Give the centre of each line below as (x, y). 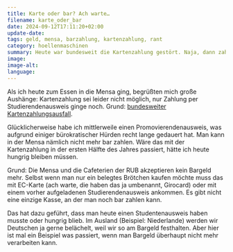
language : (21, 72)
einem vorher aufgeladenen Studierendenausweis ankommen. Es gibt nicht (114, 192)
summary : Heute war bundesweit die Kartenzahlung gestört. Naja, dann (111, 53)
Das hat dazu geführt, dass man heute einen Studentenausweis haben (107, 213)
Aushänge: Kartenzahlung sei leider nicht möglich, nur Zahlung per (103, 99)
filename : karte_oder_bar (44, 20)
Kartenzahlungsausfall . (40, 114)
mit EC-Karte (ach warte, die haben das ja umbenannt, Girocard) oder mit (112, 185)
